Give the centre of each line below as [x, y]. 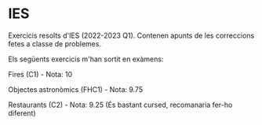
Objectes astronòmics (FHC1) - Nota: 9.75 [76, 89]
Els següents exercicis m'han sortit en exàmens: [86, 59]
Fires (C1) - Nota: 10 [40, 74]
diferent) [22, 113]
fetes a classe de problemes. [55, 43]
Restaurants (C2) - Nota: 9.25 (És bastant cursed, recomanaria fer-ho [120, 105]
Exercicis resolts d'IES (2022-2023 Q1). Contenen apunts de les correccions [131, 35]
